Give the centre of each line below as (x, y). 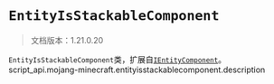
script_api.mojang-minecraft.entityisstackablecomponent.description (137, 70)
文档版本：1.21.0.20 (67, 40)
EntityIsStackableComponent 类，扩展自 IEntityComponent (113, 59)
